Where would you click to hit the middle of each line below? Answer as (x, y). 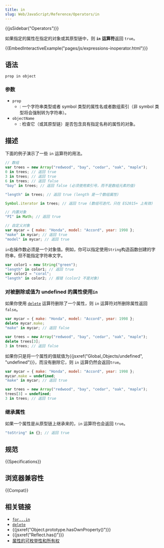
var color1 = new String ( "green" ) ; (41, 265)
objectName (23, 118)
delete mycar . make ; (25, 324)
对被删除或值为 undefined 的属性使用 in (51, 292)
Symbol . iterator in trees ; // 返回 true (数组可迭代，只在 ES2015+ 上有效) (79, 203)
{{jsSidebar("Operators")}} (32, 28)
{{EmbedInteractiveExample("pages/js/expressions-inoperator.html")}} (77, 48)
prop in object (21, 77)
